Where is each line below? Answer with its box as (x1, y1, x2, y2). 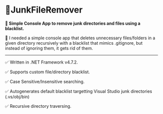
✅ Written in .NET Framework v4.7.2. (5, 59, 78, 65)
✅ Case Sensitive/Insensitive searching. (5, 79, 85, 84)
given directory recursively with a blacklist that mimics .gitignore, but (5, 40, 143, 46)
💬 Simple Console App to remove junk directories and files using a (5, 20, 141, 26)
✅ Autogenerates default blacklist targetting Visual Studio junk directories (5, 88, 152, 94)
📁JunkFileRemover (5, 4, 83, 16)
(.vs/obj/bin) (5, 94, 30, 99)
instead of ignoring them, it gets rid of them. (5, 45, 93, 51)
